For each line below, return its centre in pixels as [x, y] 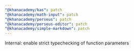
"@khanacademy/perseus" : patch [38, 19]
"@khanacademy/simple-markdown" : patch [47, 29]
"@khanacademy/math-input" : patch [42, 15]
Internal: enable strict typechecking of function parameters [67, 43]
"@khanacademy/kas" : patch [33, 10]
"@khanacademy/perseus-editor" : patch [46, 24]
